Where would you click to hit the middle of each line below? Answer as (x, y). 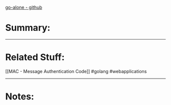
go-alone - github (24, 7)
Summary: (28, 28)
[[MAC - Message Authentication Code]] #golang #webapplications (76, 71)
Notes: (20, 97)
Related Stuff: (35, 57)
